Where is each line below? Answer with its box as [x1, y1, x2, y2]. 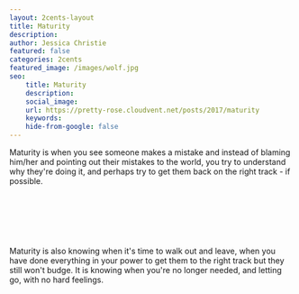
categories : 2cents [9, 55, 83, 64]
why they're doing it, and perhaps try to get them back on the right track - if [9, 166, 291, 177]
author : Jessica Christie [9, 38, 106, 48]
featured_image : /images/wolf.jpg [9, 64, 140, 73]
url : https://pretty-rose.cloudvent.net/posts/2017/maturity [25, 106, 259, 115]
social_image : [25, 96, 78, 106]
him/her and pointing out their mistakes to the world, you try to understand [9, 157, 286, 167]
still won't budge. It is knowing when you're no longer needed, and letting [9, 265, 282, 275]
